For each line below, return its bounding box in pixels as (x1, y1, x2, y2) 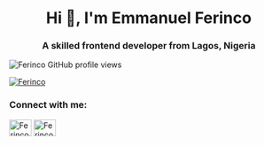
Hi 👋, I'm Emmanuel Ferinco (45, 8, 252, 28)
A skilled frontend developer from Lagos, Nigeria (42, 40, 256, 52)
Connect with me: (9, 99, 88, 111)
